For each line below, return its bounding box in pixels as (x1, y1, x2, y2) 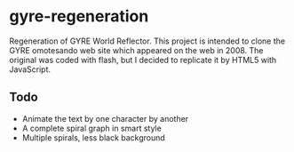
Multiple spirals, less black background (21, 132, 166, 143)
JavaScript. (9, 64, 52, 75)
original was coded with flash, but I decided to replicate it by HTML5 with (9, 54, 277, 65)
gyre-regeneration (9, 6, 149, 27)
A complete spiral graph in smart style (21, 123, 162, 133)
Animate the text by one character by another (21, 113, 189, 124)
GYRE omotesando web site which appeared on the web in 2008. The (9, 44, 264, 55)
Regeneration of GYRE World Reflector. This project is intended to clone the (9, 36, 286, 46)
